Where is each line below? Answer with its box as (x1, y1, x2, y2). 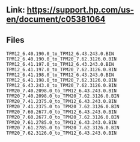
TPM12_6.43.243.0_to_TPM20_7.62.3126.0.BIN (6, 83, 117, 89)
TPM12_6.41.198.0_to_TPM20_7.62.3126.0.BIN (6, 77, 117, 83)
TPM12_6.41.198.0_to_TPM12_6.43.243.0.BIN (6, 72, 114, 78)
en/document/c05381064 (6, 15, 106, 25)
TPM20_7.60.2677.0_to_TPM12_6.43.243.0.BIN (6, 109, 117, 115)
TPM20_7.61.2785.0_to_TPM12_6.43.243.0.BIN (6, 120, 117, 126)
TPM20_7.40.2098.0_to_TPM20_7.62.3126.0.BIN (6, 93, 120, 99)
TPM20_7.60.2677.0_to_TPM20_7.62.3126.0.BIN (6, 114, 120, 120)
